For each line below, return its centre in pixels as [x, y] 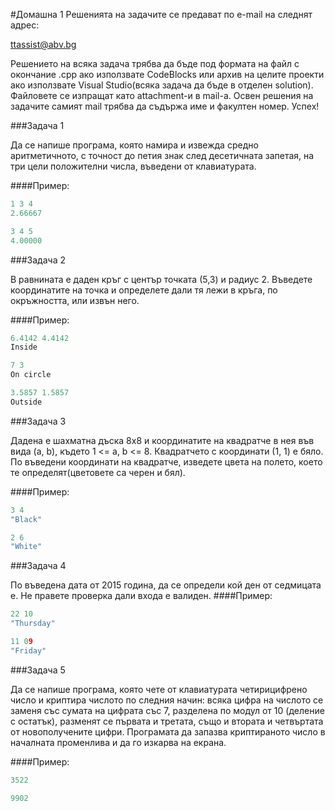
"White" [26, 547]
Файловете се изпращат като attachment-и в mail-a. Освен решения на [162, 95]
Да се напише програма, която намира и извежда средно [134, 145]
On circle [31, 375]
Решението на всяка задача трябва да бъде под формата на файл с [155, 63]
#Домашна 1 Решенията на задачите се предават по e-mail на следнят [161, 14]
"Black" [26, 519]
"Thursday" [33, 624]
